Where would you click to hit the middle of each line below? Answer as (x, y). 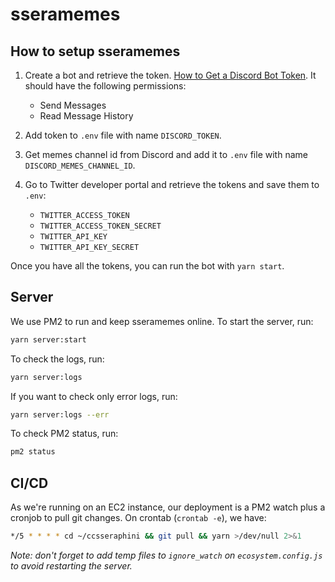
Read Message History (86, 116)
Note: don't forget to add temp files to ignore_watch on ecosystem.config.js (166, 555)
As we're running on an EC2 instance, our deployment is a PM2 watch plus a (168, 507)
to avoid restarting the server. (71, 566)
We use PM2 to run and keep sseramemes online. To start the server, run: (162, 321)
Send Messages (73, 105)
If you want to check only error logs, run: (94, 396)
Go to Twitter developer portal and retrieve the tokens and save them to (172, 184)
